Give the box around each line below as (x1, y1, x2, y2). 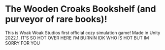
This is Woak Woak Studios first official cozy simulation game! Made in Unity (5, 30, 161, 35)
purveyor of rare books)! (5, 14, 107, 25)
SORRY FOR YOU (5, 40, 40, 46)
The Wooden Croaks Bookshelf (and (5, 3, 156, 15)
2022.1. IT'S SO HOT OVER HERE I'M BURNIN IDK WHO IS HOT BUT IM (5, 35, 149, 41)
